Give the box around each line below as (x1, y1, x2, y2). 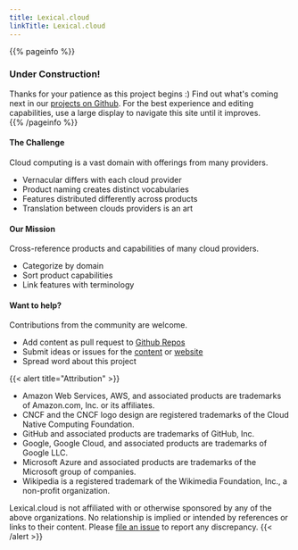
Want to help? (9, 300, 62, 311)
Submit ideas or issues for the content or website (21, 346, 203, 357)
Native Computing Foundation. (21, 419, 136, 429)
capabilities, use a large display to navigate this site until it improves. (9, 107, 261, 118)
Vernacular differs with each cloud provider (21, 175, 182, 185)
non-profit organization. (21, 486, 111, 496)
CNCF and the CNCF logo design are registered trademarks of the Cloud (21, 410, 290, 421)
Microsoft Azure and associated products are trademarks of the (21, 457, 257, 468)
